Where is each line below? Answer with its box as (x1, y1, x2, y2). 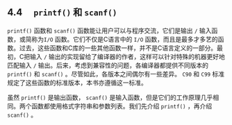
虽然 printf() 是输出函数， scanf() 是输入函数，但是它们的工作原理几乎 (7, 93, 213, 101)
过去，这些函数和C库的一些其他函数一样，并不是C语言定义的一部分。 (19, 44, 217, 52)
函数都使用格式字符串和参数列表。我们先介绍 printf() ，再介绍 (31, 101, 213, 110)
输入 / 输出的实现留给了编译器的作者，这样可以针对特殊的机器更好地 (30, 52, 226, 60)
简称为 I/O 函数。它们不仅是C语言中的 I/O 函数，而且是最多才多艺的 (25, 35, 219, 43)
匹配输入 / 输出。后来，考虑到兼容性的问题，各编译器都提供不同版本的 (7, 61, 209, 69)
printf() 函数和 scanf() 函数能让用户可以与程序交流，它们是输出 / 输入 (7, 26, 212, 35)
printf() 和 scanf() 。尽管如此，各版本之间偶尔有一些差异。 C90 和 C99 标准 (7, 69, 224, 78)
